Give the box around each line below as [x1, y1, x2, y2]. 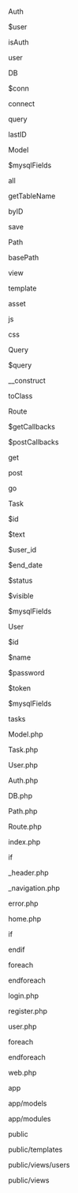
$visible [8, 591, 34, 600]
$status [8, 575, 33, 585]
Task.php [8, 745, 39, 754]
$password [8, 668, 45, 677]
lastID [8, 130, 28, 139]
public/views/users [8, 1160, 70, 1169]
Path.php [8, 806, 38, 816]
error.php [8, 899, 39, 908]
